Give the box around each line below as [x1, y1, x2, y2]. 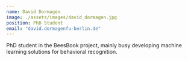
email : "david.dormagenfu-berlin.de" [6, 25, 101, 32]
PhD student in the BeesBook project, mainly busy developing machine [6, 42, 183, 49]
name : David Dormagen [6, 8, 61, 15]
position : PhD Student [6, 20, 63, 26]
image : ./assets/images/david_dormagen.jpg [6, 14, 117, 20]
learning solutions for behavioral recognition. [6, 48, 117, 56]
